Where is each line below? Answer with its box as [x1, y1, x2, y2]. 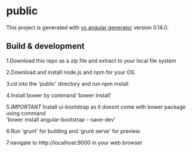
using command [6, 109, 46, 117]
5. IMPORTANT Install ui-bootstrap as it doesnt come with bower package [6, 103, 186, 110]
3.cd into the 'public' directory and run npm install [6, 80, 129, 87]
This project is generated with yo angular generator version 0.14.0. [6, 24, 169, 31]
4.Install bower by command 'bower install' [6, 91, 112, 99]
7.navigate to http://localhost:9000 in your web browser [6, 139, 143, 146]
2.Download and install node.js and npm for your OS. [6, 69, 136, 76]
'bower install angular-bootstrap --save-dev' [6, 116, 116, 123]
